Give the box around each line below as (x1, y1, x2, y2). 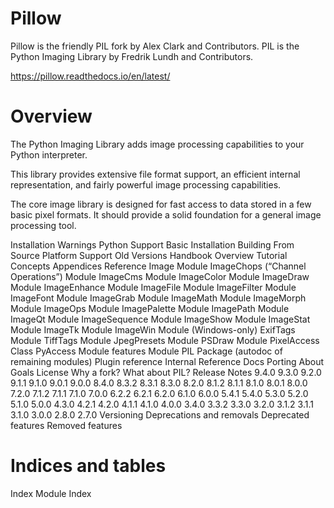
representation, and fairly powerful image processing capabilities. (10, 178, 282, 191)
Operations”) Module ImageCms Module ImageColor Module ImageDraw (10, 270, 310, 282)
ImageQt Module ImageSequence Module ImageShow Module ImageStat (10, 313, 311, 325)
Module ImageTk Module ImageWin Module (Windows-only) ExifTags (10, 323, 296, 336)
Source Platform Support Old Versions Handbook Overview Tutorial (10, 249, 288, 261)
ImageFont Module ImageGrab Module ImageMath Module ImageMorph (10, 292, 307, 304)
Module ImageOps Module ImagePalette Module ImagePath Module (10, 302, 290, 314)
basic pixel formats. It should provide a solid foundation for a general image (10, 208, 322, 221)
